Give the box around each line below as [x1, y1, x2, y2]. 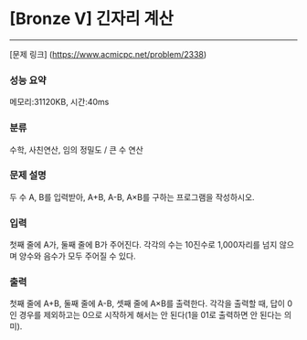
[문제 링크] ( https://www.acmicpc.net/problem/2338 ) [9, 48, 207, 59]
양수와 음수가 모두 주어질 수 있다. [18, 250, 136, 261]
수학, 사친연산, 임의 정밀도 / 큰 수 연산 [9, 143, 143, 155]
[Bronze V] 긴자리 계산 [9, 8, 174, 29]
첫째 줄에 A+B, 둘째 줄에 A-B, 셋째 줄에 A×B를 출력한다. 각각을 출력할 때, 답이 [9, 298, 286, 309]
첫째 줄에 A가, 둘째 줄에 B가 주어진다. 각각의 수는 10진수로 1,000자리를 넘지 [9, 239, 278, 250]
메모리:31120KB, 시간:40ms [9, 97, 110, 108]
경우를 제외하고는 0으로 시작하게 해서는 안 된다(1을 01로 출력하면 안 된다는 [18, 310, 282, 321]
